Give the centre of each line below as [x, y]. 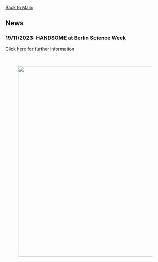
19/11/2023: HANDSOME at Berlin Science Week [66, 38]
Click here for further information [40, 49]
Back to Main [19, 7]
